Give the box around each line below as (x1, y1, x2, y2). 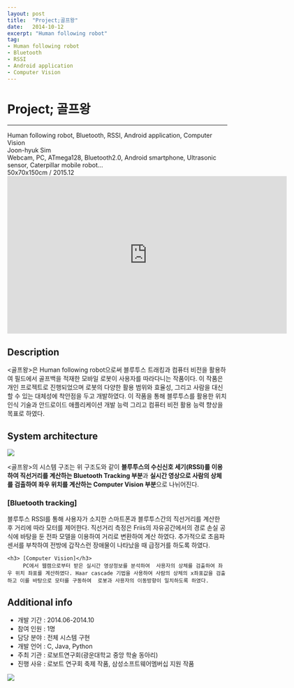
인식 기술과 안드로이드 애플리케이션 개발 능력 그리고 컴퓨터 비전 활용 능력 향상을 (7, 400, 223, 409)
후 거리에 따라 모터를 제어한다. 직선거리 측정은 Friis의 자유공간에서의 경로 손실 (7, 524, 219, 532)
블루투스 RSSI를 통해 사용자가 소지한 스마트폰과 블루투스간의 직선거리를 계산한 (7, 515, 221, 524)
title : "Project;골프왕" (7, 17, 78, 24)
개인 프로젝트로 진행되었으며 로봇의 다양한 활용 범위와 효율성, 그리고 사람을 (7, 383, 211, 392)
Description (7, 346, 59, 358)
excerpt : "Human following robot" (7, 29, 108, 37)
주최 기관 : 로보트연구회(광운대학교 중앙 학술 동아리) (17, 651, 159, 659)
